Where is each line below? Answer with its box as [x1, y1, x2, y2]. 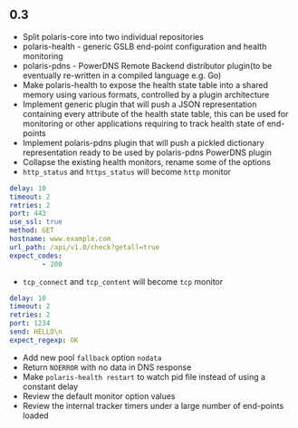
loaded [22, 410, 49, 421]
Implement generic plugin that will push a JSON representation [22, 99, 257, 110]
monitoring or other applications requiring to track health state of [22, 118, 265, 129]
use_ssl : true [9, 218, 63, 227]
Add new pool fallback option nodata [22, 352, 162, 363]
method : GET [9, 226, 54, 235]
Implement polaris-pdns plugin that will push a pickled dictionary [22, 137, 264, 148]
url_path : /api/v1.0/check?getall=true [9, 242, 160, 252]
